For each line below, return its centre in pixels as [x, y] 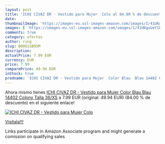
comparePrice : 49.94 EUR [30, 69]
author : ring [18, 42]
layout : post [18, 10]
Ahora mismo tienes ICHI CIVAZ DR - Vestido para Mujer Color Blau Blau [78, 92]
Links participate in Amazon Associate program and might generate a [75, 131]
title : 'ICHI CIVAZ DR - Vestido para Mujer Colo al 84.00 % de [73, 14]
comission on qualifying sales [35, 136]
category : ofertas [24, 37]
